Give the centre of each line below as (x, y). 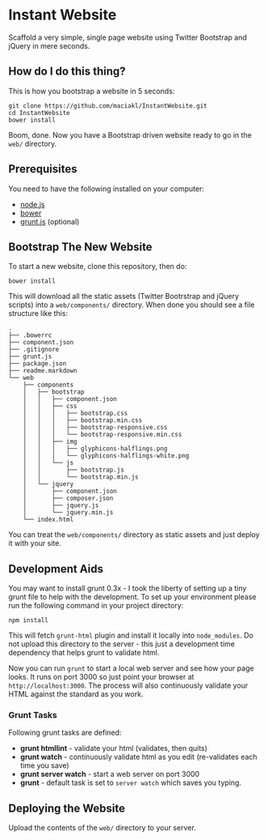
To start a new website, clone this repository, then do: (98, 266)
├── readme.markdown (43, 371)
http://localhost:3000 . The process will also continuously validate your (128, 685)
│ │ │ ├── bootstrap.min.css (83, 420)
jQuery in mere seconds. (49, 45)
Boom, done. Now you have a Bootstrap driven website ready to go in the (130, 134)
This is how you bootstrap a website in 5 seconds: (92, 91)
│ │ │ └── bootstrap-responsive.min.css (103, 435)
